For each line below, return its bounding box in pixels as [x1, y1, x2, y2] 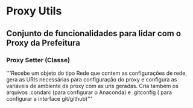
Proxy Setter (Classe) [6, 56, 71, 64]
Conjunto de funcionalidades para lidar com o [6, 28, 182, 39]
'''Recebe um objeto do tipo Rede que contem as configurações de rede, [6, 69, 187, 77]
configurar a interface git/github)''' [6, 95, 92, 102]
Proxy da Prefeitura [6, 37, 80, 48]
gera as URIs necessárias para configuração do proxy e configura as [6, 75, 177, 83]
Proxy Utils [6, 4, 62, 18]
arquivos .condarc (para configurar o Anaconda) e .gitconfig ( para [6, 89, 172, 96]
